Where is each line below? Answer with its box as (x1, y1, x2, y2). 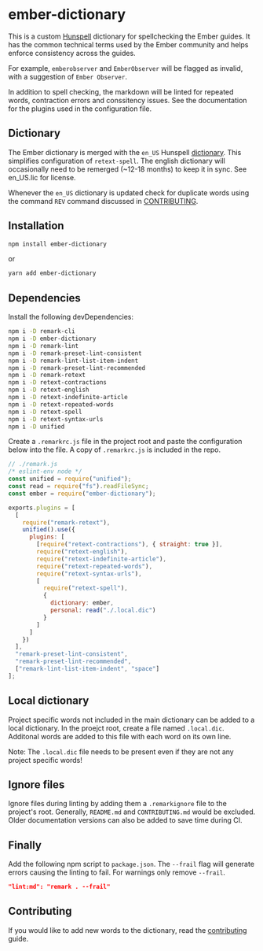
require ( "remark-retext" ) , (22, 518, 111, 527)
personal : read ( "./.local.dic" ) (49, 606, 156, 614)
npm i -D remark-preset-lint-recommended (8, 364, 146, 372)
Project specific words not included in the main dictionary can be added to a (8, 715, 255, 724)
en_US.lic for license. (8, 172, 76, 182)
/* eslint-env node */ (8, 468, 82, 476)
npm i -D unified (8, 423, 65, 431)
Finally (8, 838, 42, 852)
